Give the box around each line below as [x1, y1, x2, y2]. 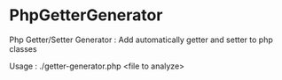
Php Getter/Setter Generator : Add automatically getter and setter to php [9, 34, 273, 45]
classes [9, 43, 37, 54]
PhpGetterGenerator [9, 5, 163, 25]
